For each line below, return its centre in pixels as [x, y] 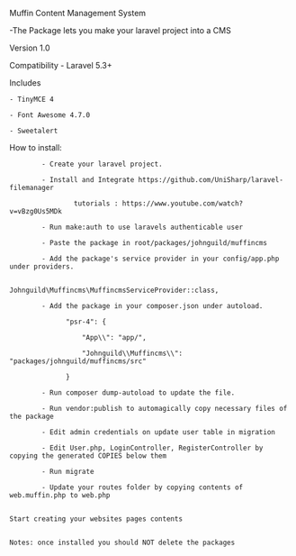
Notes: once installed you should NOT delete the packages [122, 542]
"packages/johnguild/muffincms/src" [78, 361]
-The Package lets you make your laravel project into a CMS [120, 30]
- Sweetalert [34, 131]
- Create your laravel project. [103, 164]
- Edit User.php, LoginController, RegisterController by [152, 448]
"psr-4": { [86, 322]
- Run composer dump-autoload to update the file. [139, 393]
